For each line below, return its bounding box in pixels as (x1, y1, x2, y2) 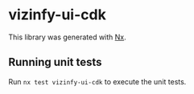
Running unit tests (8, 55, 102, 69)
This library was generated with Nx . (8, 32, 126, 42)
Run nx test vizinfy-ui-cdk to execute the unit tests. (8, 76, 187, 86)
